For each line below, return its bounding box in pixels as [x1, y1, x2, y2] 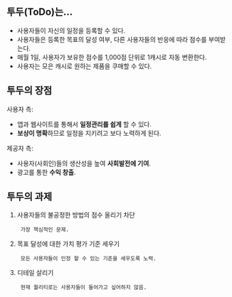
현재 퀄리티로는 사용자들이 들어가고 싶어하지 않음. [20, 284, 147, 291]
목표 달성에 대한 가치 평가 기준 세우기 [16, 239, 120, 248]
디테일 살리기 [16, 269, 54, 277]
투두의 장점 [6, 85, 53, 97]
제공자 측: [6, 144, 33, 152]
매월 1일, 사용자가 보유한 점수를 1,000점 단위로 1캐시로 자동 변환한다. [16, 53, 207, 61]
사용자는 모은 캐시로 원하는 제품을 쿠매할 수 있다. [16, 62, 152, 70]
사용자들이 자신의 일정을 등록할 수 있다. [16, 26, 126, 35]
